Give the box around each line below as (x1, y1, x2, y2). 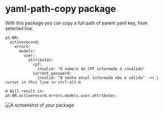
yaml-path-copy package (5, 3, 116, 15)
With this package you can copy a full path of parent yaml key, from (5, 20, 148, 26)
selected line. (5, 25, 34, 31)
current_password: (32, 71, 72, 76)
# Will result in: (5, 89, 44, 94)
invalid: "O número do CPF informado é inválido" (37, 66, 145, 71)
